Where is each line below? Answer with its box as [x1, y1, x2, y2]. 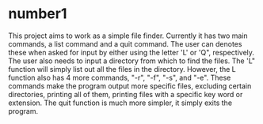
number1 [8, 5, 67, 23]
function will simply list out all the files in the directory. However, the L [8, 64, 236, 73]
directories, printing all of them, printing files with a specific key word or [8, 89, 243, 99]
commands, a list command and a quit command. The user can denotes [8, 39, 242, 48]
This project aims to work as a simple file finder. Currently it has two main [8, 31, 248, 40]
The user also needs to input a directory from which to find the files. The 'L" [8, 56, 256, 66]
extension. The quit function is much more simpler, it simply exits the [8, 98, 232, 107]
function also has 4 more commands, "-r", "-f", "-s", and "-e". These [8, 73, 231, 82]
